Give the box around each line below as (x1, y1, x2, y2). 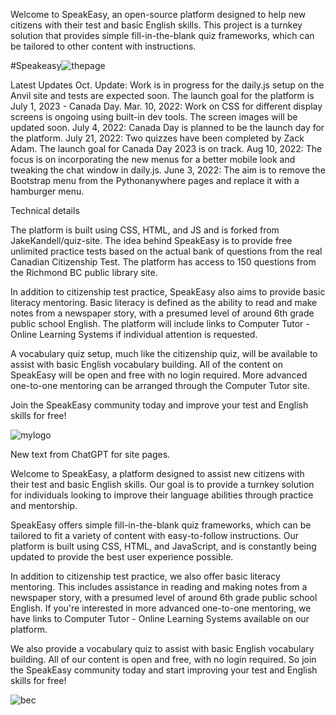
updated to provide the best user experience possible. (10, 551, 234, 563)
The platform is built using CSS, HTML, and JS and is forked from (10, 224, 280, 236)
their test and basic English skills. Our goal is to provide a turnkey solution (10, 479, 315, 490)
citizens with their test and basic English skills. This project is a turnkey (10, 19, 303, 31)
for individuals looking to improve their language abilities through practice (10, 489, 314, 501)
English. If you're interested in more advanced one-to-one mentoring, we (10, 602, 312, 614)
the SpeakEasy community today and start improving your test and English (10, 664, 318, 676)
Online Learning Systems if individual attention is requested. (10, 329, 258, 340)
